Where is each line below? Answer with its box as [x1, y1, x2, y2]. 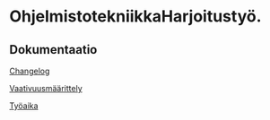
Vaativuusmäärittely [9, 83, 83, 93]
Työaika [9, 100, 39, 111]
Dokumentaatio [9, 42, 98, 57]
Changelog [9, 65, 50, 76]
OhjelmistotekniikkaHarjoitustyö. [9, 6, 262, 27]
